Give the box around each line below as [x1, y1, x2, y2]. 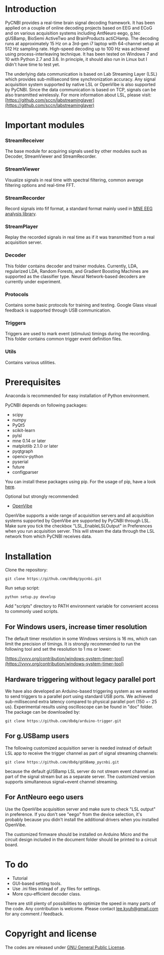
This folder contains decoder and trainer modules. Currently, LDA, [5, 263, 138, 269]
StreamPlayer [5, 223, 38, 230]
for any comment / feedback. [5, 911, 64, 917]
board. [5, 841, 19, 847]
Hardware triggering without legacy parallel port [5, 675, 156, 684]
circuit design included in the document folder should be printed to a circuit [5, 837, 157, 842]
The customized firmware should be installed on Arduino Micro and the [5, 831, 148, 837]
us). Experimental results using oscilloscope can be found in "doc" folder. [5, 704, 153, 710]
